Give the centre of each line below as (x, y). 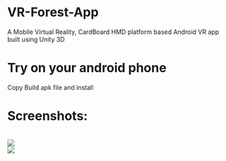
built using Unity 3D (36, 39)
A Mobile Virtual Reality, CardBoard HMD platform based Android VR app (113, 32)
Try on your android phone (87, 68)
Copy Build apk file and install (50, 87)
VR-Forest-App (53, 12)
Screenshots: (48, 116)
